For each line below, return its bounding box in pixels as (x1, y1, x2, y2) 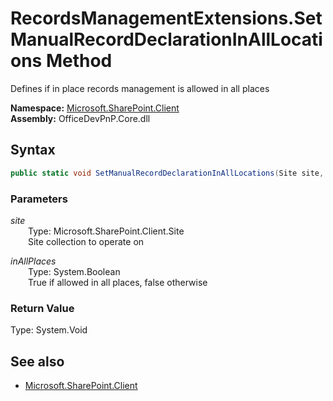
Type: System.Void (10, 324, 88, 336)
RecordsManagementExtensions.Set (10, 7, 323, 30)
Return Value (10, 301, 75, 315)
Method (45, 50, 113, 72)
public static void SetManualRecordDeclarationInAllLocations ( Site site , (10, 168, 325, 178)
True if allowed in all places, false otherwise (28, 276, 208, 288)
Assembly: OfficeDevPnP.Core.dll (10, 112, 151, 124)
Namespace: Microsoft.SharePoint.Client (10, 102, 180, 114)
